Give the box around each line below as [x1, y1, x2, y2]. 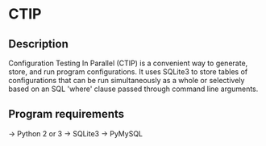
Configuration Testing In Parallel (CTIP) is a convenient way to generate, [8, 58, 248, 68]
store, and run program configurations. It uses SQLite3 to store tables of [8, 67, 248, 77]
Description [8, 37, 69, 51]
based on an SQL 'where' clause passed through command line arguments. [8, 84, 259, 94]
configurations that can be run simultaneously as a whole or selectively [8, 76, 245, 85]
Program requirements [8, 107, 125, 121]
